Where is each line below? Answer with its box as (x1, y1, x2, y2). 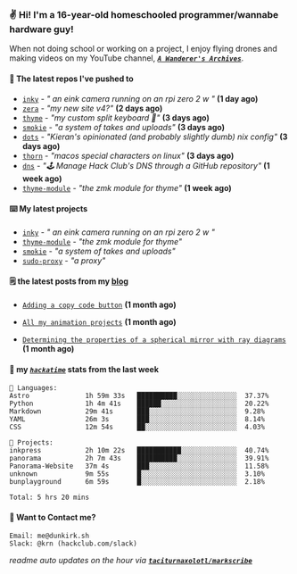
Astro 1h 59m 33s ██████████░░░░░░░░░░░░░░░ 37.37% (9, 392, 269, 401)
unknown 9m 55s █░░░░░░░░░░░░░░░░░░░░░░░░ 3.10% (9, 470, 266, 478)
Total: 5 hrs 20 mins (9, 493, 90, 503)
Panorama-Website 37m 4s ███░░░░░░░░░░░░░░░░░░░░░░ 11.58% (9, 462, 269, 471)
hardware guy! (9, 22, 74, 35)
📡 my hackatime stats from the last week (9, 363, 159, 374)
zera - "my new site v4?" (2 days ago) (21, 103, 163, 113)
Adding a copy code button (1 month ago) (21, 299, 177, 310)
